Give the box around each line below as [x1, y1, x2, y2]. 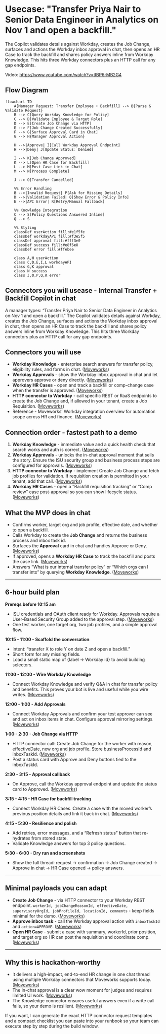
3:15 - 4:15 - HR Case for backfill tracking [5, 795, 91, 802]
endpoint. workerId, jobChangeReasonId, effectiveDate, [12, 902, 128, 908]
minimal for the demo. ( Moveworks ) [12, 913, 85, 919]
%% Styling [14, 225, 37, 230]
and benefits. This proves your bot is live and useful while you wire [12, 686, 149, 692]
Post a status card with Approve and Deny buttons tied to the [12, 756, 137, 762]
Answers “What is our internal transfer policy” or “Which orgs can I [12, 564, 149, 570]
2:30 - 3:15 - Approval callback [5, 771, 70, 777]
